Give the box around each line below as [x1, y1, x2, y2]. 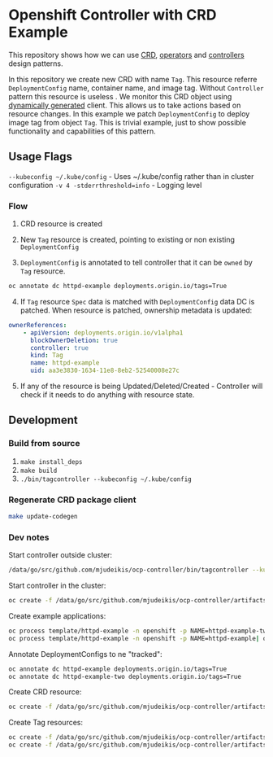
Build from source [8, 438, 80, 449]
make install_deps [19, 457, 83, 466]
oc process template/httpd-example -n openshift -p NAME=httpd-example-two [8, 627, 271, 635]
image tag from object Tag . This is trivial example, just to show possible [8, 117, 246, 127]
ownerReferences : [8, 321, 67, 329]
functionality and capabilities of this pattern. [8, 126, 156, 136]
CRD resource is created [19, 219, 103, 229]
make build [19, 466, 58, 475]
